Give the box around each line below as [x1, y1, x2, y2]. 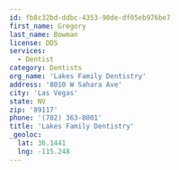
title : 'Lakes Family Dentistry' [9, 122, 135, 131]
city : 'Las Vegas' [9, 88, 78, 97]
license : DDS [9, 38, 58, 48]
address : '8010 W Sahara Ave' [9, 80, 123, 89]
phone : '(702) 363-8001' [9, 113, 103, 122]
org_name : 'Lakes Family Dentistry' [9, 72, 147, 81]
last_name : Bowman [9, 30, 78, 39]
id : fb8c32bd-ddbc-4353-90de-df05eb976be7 [9, 13, 171, 22]
